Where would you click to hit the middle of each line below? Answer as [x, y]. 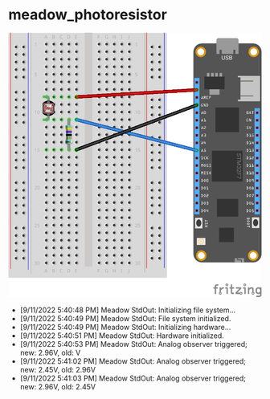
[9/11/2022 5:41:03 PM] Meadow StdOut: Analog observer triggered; [133, 378]
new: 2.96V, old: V [50, 352]
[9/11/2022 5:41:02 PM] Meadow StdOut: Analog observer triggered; [133, 361]
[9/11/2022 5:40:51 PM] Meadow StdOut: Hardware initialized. [122, 336]
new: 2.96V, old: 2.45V [58, 386]
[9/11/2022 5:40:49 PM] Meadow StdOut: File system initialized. [125, 318]
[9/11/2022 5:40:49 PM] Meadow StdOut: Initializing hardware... [125, 327]
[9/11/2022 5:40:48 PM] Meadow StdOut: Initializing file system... [128, 310]
